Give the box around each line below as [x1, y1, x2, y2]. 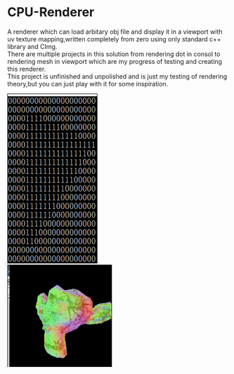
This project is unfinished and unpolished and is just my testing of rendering [7, 72, 228, 81]
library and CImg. [7, 42, 58, 51]
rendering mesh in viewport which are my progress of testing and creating [7, 57, 223, 65]
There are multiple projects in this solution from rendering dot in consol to [7, 50, 221, 58]
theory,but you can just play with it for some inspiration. [7, 79, 169, 88]
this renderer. [7, 65, 46, 73]
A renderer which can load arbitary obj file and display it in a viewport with [7, 27, 223, 36]
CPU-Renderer [7, 4, 95, 20]
